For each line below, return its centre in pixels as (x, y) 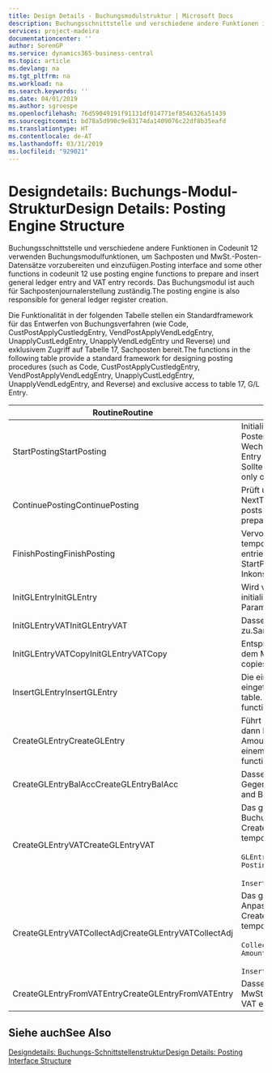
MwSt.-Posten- (236, 257)
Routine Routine (123, 413)
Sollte (252, 467)
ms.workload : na (36, 83)
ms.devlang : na (34, 69)
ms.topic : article (39, 61)
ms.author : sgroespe (43, 106)
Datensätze (28, 265)
